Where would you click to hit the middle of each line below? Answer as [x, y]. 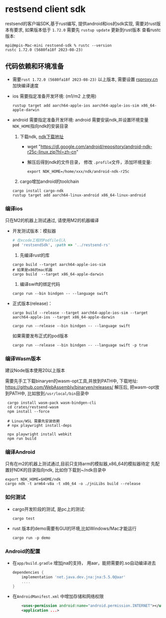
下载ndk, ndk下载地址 [42, 136]
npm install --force [28, 412]
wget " [34, 146]
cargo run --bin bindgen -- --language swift [60, 293]
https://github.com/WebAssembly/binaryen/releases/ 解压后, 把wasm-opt [80, 387]
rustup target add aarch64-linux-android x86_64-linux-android [79, 195]
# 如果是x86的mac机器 [32, 270]
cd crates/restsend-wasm [33, 407]
